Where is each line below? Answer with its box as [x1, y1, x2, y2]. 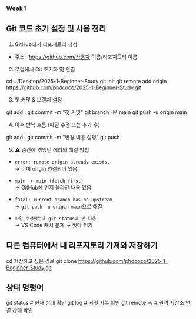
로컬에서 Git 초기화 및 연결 [14, 66, 75, 73]
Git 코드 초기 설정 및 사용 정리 [6, 24, 107, 34]
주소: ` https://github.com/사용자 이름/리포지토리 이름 [14, 53, 138, 60]
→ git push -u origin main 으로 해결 [14, 203, 103, 210]
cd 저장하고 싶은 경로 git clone [6, 257, 78, 264]
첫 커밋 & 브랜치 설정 [14, 96, 62, 103]
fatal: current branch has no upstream [14, 197, 113, 203]
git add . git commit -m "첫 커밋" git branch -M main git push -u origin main [6, 108, 187, 116]
